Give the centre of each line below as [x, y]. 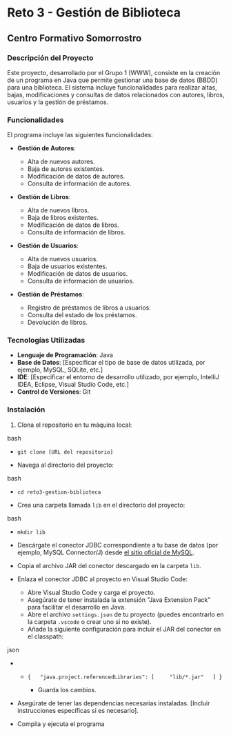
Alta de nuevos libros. [58, 210]
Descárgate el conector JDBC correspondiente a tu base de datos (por [118, 545]
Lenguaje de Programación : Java [65, 355]
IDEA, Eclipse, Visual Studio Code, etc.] [73, 385]
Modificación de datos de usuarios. [78, 274]
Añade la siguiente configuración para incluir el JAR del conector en [124, 629]
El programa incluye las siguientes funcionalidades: [80, 135]
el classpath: [46, 636]
